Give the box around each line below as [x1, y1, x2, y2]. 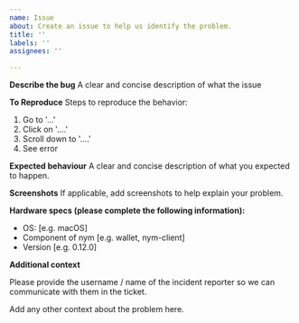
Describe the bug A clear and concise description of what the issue [9, 79, 262, 90]
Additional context [9, 259, 81, 271]
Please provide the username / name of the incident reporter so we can [9, 277, 276, 288]
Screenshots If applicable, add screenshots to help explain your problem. [9, 188, 284, 198]
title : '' [9, 30, 47, 39]
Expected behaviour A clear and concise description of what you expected [9, 161, 291, 171]
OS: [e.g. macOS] [22, 223, 89, 234]
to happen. [9, 171, 50, 181]
